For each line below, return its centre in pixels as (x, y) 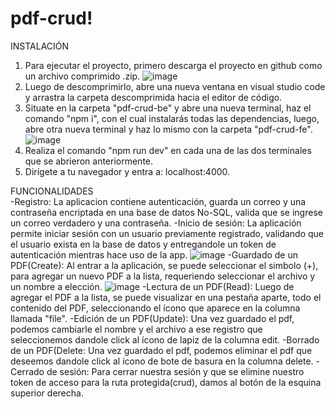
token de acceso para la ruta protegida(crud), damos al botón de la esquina (166, 382)
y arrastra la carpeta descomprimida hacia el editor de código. (153, 97)
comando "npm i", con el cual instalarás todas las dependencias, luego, (172, 118)
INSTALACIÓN (40, 46)
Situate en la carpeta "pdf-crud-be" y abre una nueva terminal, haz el (168, 108)
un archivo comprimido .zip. (82, 76)
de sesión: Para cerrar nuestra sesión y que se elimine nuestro (175, 371)
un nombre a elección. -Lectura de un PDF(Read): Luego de (152, 286)
